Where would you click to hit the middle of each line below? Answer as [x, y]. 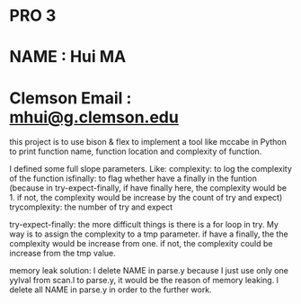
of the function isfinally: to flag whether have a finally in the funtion [133, 179]
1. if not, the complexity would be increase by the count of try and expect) [146, 198]
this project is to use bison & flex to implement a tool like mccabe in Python [148, 142]
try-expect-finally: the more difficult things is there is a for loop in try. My [144, 225]
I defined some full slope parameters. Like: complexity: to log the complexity [150, 169]
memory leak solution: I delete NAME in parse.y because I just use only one [149, 271]
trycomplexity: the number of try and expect [91, 207]
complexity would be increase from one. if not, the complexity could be [141, 244]
